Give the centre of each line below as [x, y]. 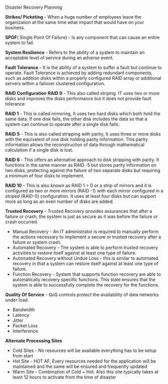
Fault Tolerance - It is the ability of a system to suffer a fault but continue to [83, 68]
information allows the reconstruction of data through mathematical [75, 145]
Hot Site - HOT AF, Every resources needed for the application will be [84, 361]
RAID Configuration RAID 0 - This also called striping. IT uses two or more [82, 93]
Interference [25, 331]
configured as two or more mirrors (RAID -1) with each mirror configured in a [84, 191]
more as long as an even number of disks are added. [60, 201]
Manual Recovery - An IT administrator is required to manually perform [86, 231]
